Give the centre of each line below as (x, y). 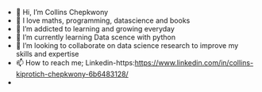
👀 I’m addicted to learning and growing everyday (95, 29)
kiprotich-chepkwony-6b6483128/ (72, 74)
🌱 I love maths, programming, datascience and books (103, 20)
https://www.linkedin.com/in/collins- (194, 63)
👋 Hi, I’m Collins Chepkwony (62, 12)
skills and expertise (47, 54)
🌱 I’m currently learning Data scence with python (96, 37)
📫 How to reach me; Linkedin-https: (75, 63)
